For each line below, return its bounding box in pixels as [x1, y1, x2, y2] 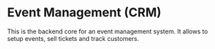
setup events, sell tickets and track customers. [7, 34, 139, 42]
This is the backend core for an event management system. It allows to [7, 27, 208, 35]
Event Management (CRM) [7, 5, 162, 20]
